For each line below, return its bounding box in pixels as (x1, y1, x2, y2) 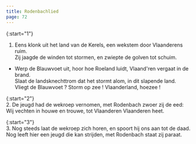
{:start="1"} (6, 30, 33, 37)
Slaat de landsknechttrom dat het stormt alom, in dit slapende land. (14, 77, 177, 85)
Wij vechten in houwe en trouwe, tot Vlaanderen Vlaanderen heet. (6, 107, 165, 114)
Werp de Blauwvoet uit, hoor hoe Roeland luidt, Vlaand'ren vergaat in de (14, 65, 189, 72)
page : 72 (6, 14, 27, 20)
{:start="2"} (6, 94, 35, 102)
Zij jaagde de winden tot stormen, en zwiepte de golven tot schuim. (14, 54, 177, 61)
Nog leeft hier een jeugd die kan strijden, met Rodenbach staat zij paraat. (6, 131, 183, 138)
